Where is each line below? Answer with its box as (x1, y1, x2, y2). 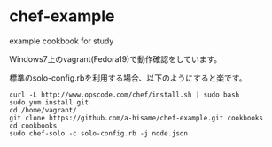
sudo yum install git (9, 97, 89, 107)
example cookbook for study (9, 35, 114, 46)
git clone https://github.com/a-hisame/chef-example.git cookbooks (9, 113, 264, 122)
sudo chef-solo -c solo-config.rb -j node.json (9, 128, 189, 138)
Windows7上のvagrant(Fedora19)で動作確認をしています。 (9, 53, 222, 64)
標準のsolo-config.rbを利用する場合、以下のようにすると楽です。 (9, 73, 247, 83)
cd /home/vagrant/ (9, 105, 77, 114)
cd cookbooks (9, 121, 58, 130)
